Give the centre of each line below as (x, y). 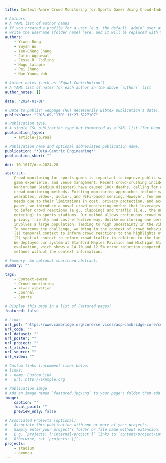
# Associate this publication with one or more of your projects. (77, 425)
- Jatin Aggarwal (32, 56)
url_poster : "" (21, 338)
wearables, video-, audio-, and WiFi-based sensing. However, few (84, 196)
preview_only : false (35, 411)
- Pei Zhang (26, 69)
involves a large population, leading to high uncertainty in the (84, 224)
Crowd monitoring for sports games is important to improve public (85, 178)
